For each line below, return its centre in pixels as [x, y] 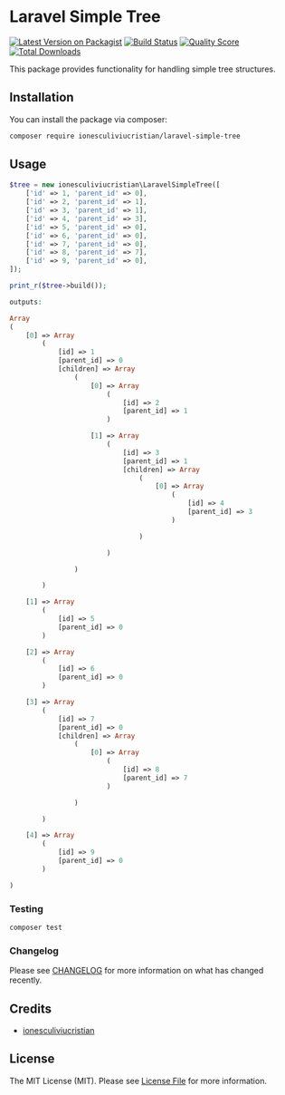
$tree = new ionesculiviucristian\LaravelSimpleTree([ [115, 185]
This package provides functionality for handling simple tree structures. [142, 69]
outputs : [26, 302]
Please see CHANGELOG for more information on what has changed [137, 971]
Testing [26, 908]
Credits [31, 1008]
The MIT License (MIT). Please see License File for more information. [138, 1080]
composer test [36, 927]
